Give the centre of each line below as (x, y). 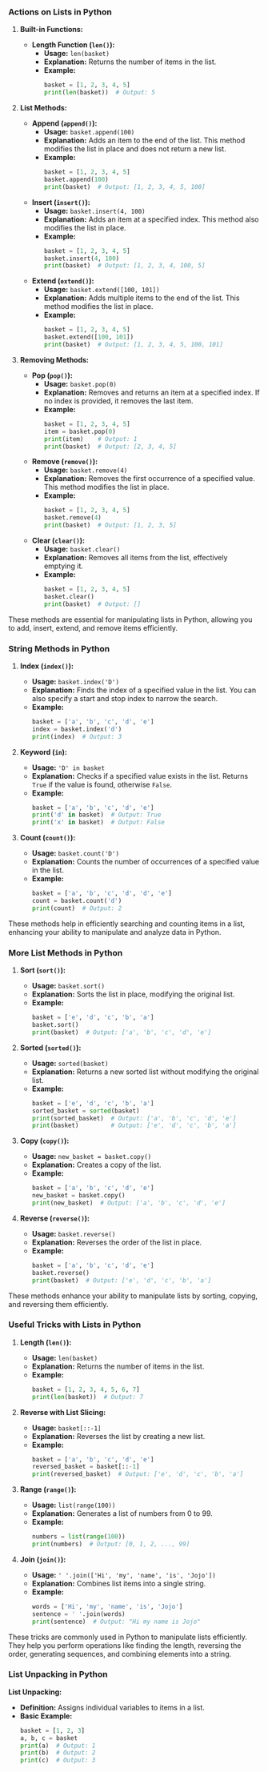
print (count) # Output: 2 (77, 908)
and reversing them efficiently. (58, 1304)
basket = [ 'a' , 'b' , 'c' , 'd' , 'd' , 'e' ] (102, 894)
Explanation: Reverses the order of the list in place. (117, 1242)
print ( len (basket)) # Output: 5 (100, 93)
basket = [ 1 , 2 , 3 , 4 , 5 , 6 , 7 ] (86, 1389)
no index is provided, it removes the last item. (118, 401)
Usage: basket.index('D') (76, 681)
